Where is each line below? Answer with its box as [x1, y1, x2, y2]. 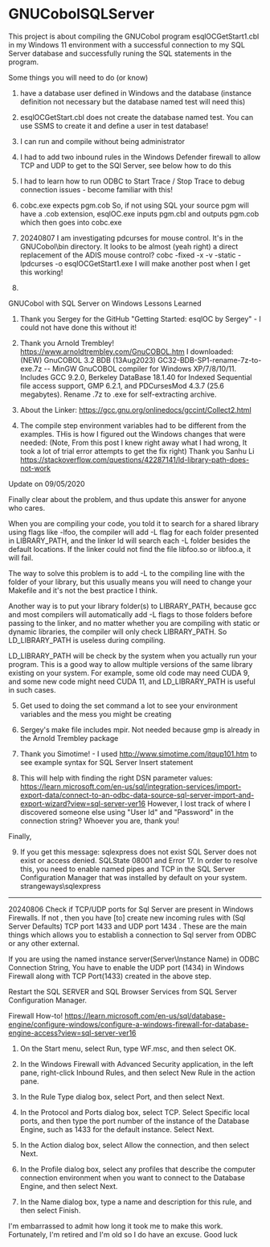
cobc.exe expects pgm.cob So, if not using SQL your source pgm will [19, 200, 249, 210]
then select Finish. [19, 1205, 81, 1215]
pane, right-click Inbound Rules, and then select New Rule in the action [19, 1068, 256, 1077]
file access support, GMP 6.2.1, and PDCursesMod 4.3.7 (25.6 [19, 381, 225, 390]
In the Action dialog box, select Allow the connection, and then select [19, 1140, 250, 1150]
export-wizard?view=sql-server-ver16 [19, 798, 146, 809]
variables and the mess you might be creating [19, 709, 172, 718]
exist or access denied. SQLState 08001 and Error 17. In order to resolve [19, 855, 258, 865]
